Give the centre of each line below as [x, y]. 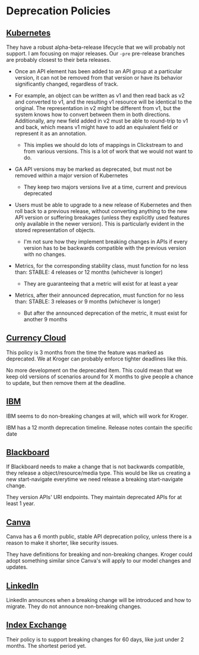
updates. [17, 567]
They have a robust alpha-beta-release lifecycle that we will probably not [96, 47]
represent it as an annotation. [51, 133]
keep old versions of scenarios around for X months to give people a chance [100, 377]
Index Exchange [37, 625]
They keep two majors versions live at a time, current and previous [105, 187]
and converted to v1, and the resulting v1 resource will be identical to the [103, 102]
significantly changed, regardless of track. [67, 84]
